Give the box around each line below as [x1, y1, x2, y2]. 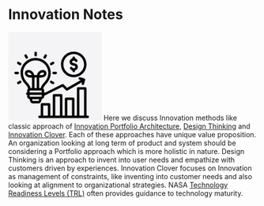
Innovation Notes [8, 6, 124, 24]
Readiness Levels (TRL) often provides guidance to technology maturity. [8, 188, 243, 198]
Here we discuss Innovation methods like [103, 113, 237, 122]
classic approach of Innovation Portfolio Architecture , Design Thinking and [8, 121, 251, 131]
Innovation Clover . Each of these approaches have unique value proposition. [8, 129, 257, 139]
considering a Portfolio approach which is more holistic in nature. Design [8, 146, 245, 155]
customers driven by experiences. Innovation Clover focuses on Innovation [8, 163, 252, 173]
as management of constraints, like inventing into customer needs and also [8, 171, 253, 181]
